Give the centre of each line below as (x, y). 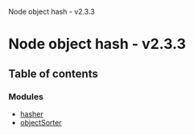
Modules (26, 96)
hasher (32, 114)
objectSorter (41, 122)
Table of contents (53, 74)
